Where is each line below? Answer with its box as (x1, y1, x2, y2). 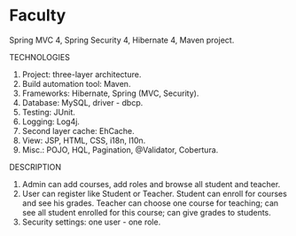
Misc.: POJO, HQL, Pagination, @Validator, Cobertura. (21, 144, 219, 155)
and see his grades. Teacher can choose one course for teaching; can (21, 197, 279, 208)
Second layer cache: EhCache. (21, 125, 135, 136)
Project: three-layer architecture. (21, 68, 142, 80)
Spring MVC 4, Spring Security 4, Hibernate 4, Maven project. (9, 35, 235, 45)
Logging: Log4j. (21, 116, 80, 127)
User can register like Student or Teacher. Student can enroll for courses (21, 188, 288, 199)
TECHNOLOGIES (9, 51, 71, 62)
